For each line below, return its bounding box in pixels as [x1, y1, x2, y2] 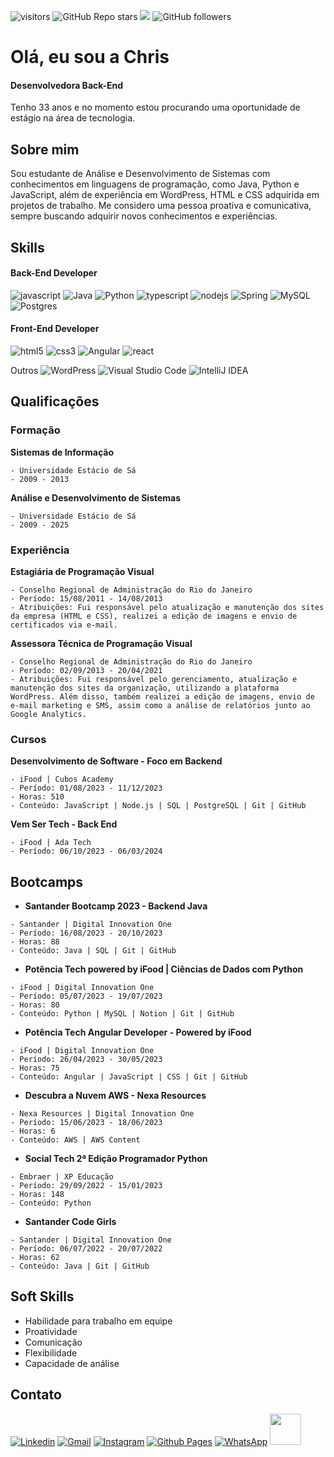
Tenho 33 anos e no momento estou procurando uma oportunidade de [10, 101, 301, 114]
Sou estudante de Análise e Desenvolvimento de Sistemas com [10, 168, 271, 180]
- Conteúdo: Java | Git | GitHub [10, 1261, 150, 1272]
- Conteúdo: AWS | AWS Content [10, 1135, 141, 1145]
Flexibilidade [24, 1346, 78, 1359]
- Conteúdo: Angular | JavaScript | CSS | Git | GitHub [10, 1072, 248, 1082]
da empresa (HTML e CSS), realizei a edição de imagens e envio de [10, 611, 298, 621]
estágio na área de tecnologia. [10, 112, 136, 124]
